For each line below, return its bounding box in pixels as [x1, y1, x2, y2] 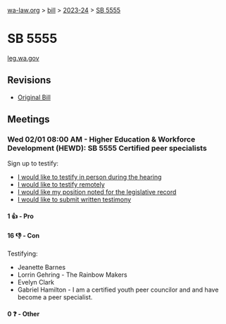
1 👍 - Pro [7, 212, 34, 220]
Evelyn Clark [17, 278, 55, 287]
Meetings [7, 113, 51, 125]
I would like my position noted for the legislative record [17, 188, 177, 197]
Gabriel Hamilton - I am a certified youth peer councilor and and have [17, 285, 219, 294]
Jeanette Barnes [17, 263, 65, 272]
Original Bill [17, 93, 51, 101]
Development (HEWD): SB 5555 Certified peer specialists [7, 144, 208, 154]
